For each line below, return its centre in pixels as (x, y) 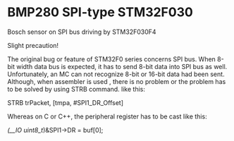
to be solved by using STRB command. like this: (76, 89)
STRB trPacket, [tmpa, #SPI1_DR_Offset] (65, 102)
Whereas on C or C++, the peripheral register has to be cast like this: (107, 116)
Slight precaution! (33, 45)
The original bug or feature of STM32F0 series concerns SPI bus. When (112, 59)
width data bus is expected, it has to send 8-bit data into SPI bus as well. (122, 66)
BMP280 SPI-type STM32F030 (100, 12)
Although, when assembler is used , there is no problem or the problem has (117, 81)
